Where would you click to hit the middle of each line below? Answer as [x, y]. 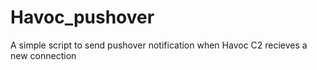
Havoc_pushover [82, 17]
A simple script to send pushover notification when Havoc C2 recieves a [159, 45]
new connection [43, 55]
